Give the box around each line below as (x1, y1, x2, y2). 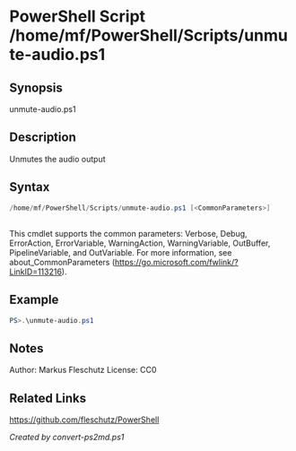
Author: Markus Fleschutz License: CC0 (9, 365, 157, 376)
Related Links (9, 390, 87, 405)
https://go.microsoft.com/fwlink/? (115, 256, 239, 267)
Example (9, 292, 59, 308)
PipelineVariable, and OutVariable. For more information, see (9, 247, 232, 257)
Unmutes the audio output (9, 153, 106, 164)
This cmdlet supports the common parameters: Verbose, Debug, (9, 228, 248, 239)
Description (9, 130, 76, 145)
